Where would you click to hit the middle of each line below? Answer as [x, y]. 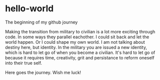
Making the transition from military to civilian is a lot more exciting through [80, 31]
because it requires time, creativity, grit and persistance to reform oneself [80, 57]
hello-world [30, 9]
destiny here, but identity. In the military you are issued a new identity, [76, 47]
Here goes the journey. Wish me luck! [43, 72]
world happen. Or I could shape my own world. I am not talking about [75, 42]
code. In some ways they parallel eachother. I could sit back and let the [77, 37]
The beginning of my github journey [41, 22]
